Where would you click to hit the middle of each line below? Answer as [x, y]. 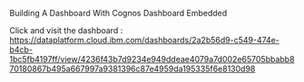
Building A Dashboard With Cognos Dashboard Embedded [118, 13]
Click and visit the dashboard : [66, 30]
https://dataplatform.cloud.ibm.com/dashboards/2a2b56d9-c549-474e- [144, 40]
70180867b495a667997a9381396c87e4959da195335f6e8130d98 [132, 68]
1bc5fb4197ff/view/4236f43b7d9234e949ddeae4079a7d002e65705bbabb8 [152, 59]
